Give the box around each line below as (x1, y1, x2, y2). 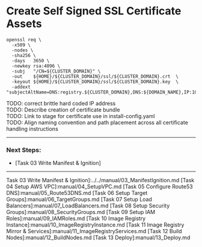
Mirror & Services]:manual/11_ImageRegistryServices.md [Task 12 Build (6, 228, 182, 235)
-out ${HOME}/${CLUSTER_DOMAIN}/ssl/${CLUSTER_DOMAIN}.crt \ (11, 73, 179, 79)
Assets (6, 17, 42, 31)
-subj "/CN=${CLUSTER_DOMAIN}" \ (11, 68, 101, 74)
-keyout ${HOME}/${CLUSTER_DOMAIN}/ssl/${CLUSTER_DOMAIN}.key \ (11, 79, 179, 85)
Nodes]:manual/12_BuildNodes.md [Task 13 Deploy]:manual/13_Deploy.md (6, 234, 191, 241)
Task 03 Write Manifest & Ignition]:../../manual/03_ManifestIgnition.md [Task (6, 177, 195, 184)
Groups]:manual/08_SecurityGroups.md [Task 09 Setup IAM (6, 209, 155, 216)
